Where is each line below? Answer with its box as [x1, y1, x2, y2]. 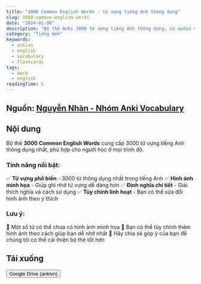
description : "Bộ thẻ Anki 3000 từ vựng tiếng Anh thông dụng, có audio [6, 25, 191, 32]
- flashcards [11, 59, 44, 65]
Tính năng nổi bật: [6, 161, 60, 170]
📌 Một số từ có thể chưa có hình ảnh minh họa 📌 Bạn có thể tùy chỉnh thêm [6, 223, 191, 231]
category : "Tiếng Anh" [6, 31, 63, 37]
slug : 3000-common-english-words [6, 14, 90, 20]
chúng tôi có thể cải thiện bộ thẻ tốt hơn [6, 236, 105, 243]
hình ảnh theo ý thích [6, 195, 59, 202]
